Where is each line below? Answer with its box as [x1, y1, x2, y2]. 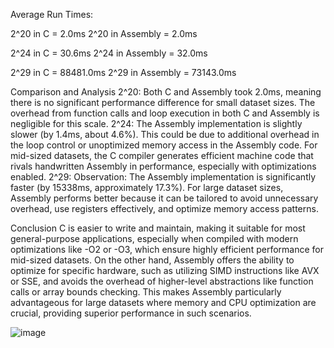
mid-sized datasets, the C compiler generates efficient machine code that [10, 150, 314, 161]
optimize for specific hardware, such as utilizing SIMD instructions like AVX [10, 265, 320, 276]
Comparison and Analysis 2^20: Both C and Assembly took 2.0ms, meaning [10, 86, 322, 98]
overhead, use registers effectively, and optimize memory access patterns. [10, 203, 319, 214]
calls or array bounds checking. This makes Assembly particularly [10, 286, 282, 298]
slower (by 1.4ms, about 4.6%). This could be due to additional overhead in [10, 129, 320, 140]
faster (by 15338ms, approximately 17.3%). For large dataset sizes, [10, 182, 284, 193]
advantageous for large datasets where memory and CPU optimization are [10, 297, 317, 308]
